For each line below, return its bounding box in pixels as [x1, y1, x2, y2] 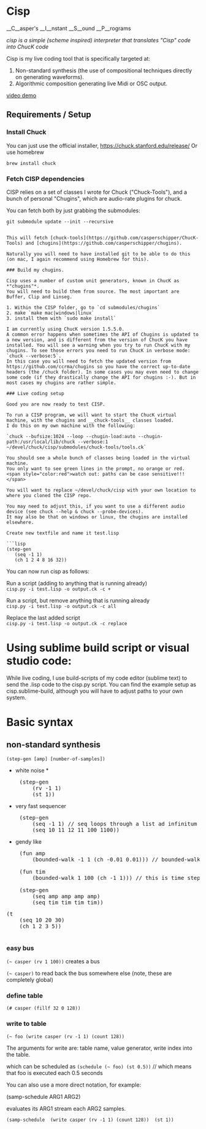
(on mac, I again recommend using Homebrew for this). [6, 256, 150, 262]
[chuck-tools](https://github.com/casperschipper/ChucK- [50, 234, 199, 241]
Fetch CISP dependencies [6, 174, 85, 183]
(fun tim [19, 868, 46, 875]
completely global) [6, 976, 54, 984]
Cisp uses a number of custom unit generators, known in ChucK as [6, 277, 180, 283]
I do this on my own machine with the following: [6, 422, 136, 429]
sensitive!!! [151, 471, 185, 477]
